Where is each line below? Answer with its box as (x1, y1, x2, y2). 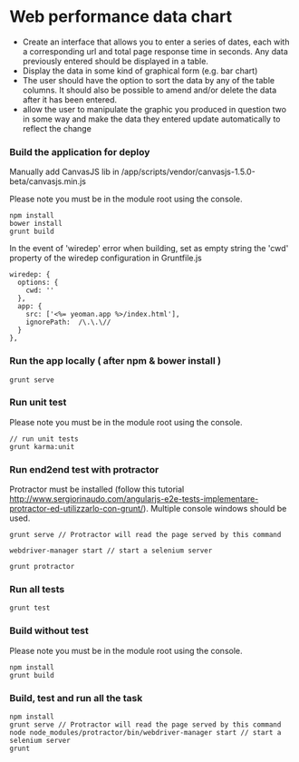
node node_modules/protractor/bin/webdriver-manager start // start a (9, 728, 282, 738)
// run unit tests (9, 434, 79, 444)
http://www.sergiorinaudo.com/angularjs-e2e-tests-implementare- (9, 493, 259, 504)
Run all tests (9, 583, 65, 596)
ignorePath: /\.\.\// (25, 317, 111, 327)
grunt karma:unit (9, 442, 75, 451)
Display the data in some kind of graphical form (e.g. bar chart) (22, 65, 258, 76)
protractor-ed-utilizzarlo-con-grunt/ (9, 503, 144, 514)
